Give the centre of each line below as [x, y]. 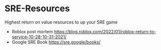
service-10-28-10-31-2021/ [39, 37]
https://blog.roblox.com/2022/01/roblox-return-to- [105, 31]
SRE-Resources [37, 9]
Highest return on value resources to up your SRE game [61, 22]
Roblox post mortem [32, 31]
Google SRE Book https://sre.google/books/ [56, 42]
